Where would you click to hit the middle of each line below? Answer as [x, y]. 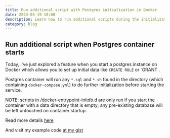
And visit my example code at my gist [44, 130]
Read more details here [30, 120]
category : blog [21, 24]
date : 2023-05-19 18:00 [30, 15]
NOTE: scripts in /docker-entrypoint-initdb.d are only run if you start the [80, 100]
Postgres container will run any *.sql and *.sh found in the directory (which [84, 80]
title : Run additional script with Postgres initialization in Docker [81, 10]
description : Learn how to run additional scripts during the [72, 19]
